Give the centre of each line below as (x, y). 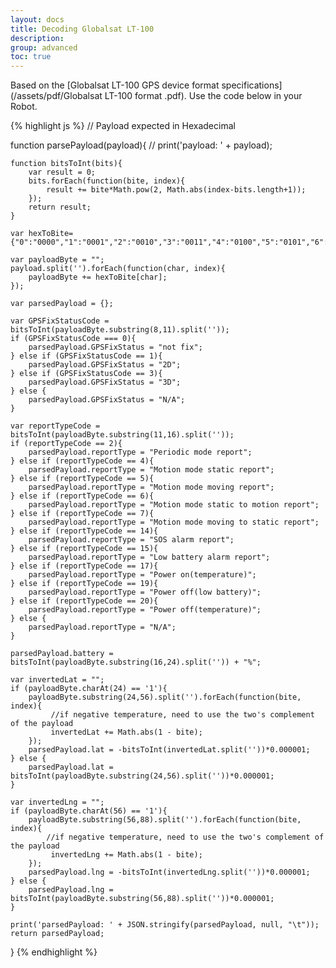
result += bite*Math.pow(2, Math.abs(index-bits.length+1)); (176, 190)
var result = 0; (62, 172)
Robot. (24, 107)
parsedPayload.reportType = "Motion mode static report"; (151, 470)
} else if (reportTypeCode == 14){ (84, 531)
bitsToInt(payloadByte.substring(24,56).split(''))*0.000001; (142, 776)
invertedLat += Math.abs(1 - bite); (126, 732)
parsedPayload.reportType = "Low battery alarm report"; (149, 557)
